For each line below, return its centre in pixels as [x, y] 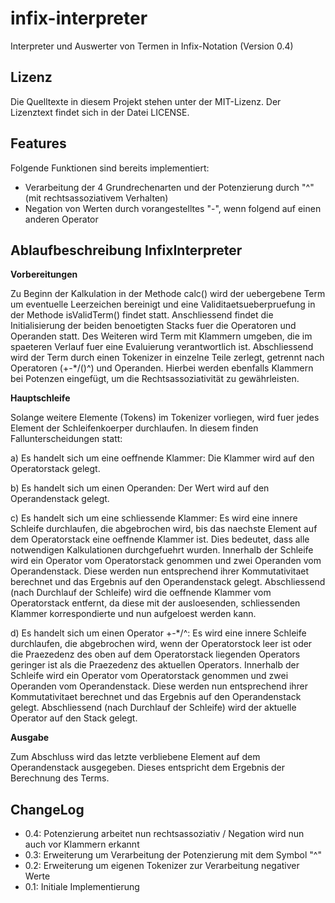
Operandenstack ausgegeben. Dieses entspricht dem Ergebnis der [148, 768]
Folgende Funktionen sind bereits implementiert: [110, 168]
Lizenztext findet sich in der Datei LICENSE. [100, 112]
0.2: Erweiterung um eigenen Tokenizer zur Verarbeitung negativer [162, 866]
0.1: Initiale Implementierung [82, 887]
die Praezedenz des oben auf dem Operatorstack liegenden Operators [155, 654]
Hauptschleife [40, 398]
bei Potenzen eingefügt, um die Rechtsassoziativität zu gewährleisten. [155, 379]
